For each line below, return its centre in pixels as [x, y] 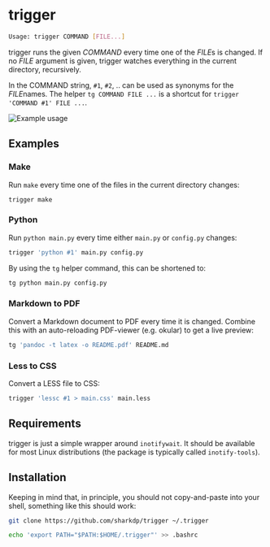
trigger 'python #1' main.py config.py [76, 252]
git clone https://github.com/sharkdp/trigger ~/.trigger [109, 521]
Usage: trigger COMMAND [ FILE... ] [67, 37]
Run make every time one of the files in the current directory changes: [124, 185]
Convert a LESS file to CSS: [54, 384]
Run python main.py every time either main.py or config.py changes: [123, 237]
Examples [34, 144]
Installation [37, 478]
